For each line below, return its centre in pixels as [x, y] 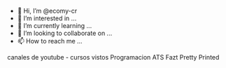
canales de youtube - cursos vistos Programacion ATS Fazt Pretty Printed [113, 57]
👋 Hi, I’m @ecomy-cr [47, 11]
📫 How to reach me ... [50, 41]
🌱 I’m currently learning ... [55, 26]
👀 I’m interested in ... [47, 18]
